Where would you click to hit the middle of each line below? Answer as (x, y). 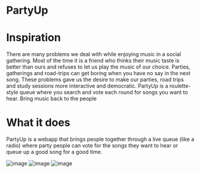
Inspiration (33, 38)
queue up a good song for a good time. (54, 152)
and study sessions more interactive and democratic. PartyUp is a (87, 86)
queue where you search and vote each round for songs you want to (104, 92)
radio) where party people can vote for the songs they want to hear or (92, 146)
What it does (38, 123)
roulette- (180, 86)
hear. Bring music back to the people (51, 98)
